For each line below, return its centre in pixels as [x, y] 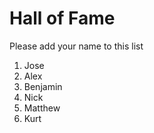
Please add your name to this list [76, 46]
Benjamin [43, 86]
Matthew [42, 108]
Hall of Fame [62, 18]
